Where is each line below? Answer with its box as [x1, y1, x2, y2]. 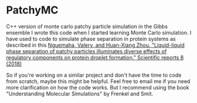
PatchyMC [6, 4, 59, 17]
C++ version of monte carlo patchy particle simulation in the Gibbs [6, 23, 168, 30]
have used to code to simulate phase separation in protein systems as [6, 35, 176, 42]
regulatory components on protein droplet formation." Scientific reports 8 [6, 54, 184, 61]
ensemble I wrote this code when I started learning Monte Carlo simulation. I [6, 29, 192, 36]
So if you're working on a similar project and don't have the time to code [6, 71, 182, 78]
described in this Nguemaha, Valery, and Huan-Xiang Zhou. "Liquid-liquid [6, 42, 185, 49]
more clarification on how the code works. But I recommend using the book [6, 84, 190, 91]
